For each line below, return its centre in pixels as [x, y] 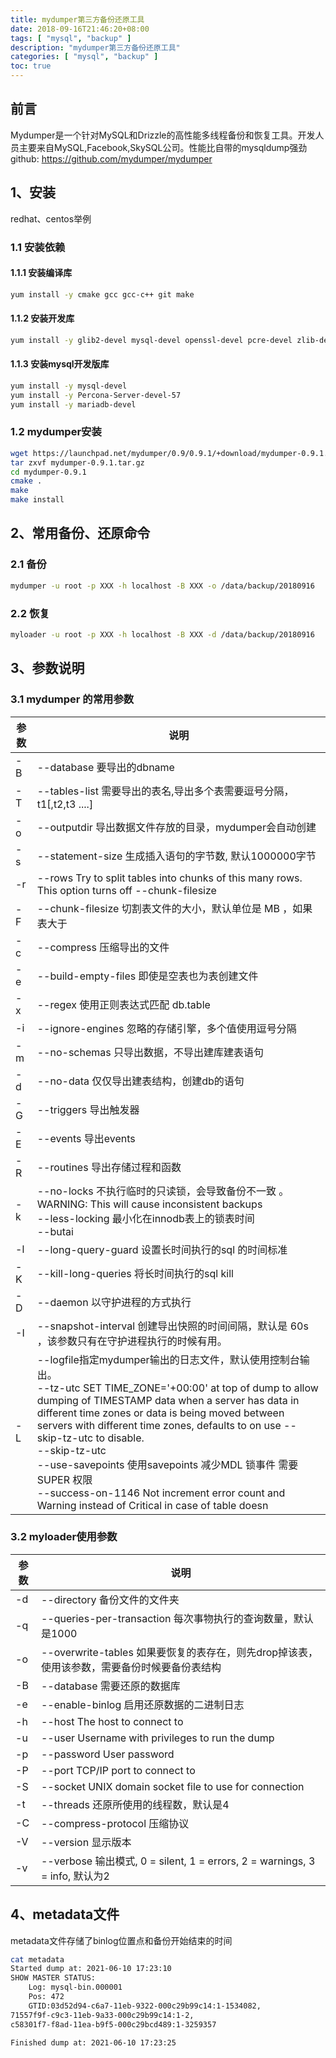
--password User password [107, 1754]
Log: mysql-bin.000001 [75, 1987]
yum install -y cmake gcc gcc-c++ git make [102, 294]
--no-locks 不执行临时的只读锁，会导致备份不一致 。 [163, 1191]
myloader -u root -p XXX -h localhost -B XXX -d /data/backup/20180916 [162, 634]
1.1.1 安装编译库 [41, 273]
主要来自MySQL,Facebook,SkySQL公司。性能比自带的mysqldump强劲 [163, 147]
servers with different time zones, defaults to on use [159, 1425]
